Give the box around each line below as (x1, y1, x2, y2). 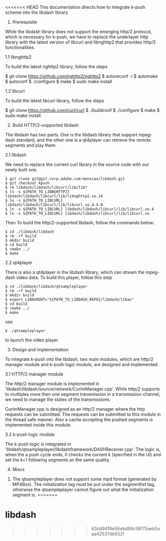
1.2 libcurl (5, 88, 25, 94)
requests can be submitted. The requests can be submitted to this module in (5, 411, 161, 417)
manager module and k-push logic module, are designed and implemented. (5, 362, 159, 367)
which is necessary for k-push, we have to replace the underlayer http (5, 34, 149, 40)
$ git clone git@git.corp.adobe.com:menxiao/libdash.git (5, 176, 125, 181)
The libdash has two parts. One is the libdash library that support (5, 132, 138, 138)
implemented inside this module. (5, 422, 72, 428)
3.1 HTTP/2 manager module (5, 371, 63, 377)
